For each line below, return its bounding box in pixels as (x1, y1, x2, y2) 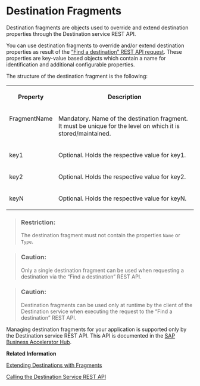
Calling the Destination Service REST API (6, 373, 107, 380)
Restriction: (20, 218, 56, 226)
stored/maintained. (58, 129, 111, 137)
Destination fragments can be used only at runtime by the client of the (20, 301, 193, 308)
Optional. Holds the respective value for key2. (58, 172, 186, 180)
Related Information (6, 350, 57, 357)
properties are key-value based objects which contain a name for (6, 54, 166, 62)
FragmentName (9, 114, 53, 122)
